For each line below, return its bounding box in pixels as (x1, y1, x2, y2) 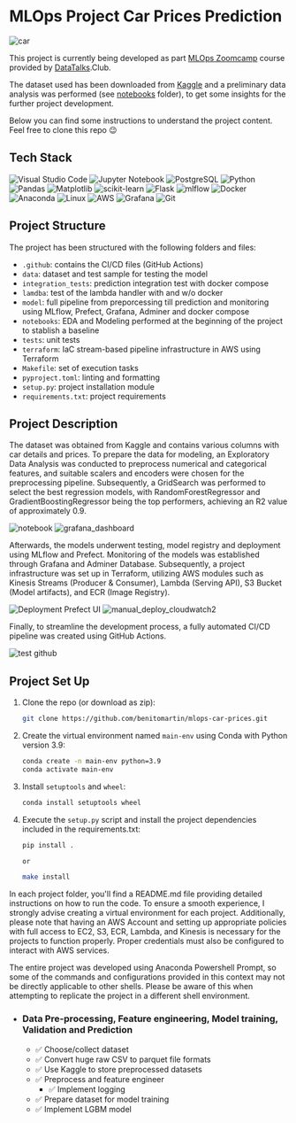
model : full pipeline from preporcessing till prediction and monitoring (21, 297, 269, 307)
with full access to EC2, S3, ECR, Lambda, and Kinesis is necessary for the (9, 926, 281, 937)
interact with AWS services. (9, 945, 110, 956)
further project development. (9, 97, 115, 108)
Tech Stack (9, 151, 72, 166)
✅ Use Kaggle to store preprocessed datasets (34, 1064, 203, 1074)
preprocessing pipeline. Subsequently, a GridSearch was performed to (9, 477, 267, 488)
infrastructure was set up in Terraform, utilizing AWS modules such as (9, 569, 264, 579)
